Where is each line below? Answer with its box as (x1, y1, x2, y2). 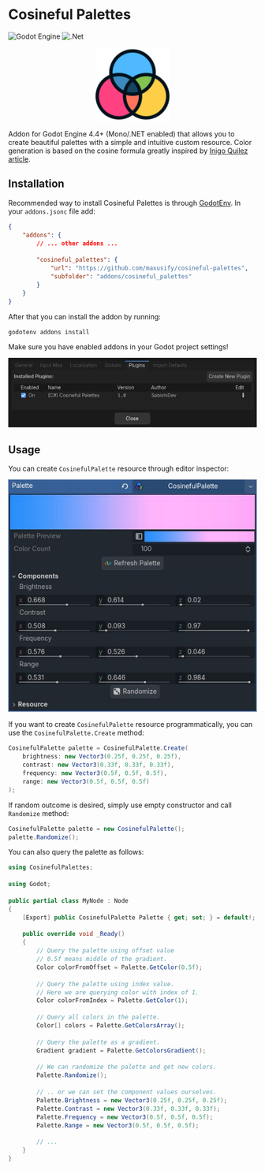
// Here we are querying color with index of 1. (36, 988, 200, 997)
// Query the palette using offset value (36, 947, 175, 955)
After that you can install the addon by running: (8, 311, 162, 321)
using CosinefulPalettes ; (8, 863, 93, 872)
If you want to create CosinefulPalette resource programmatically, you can (8, 720, 253, 729)
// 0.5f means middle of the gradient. (36, 956, 168, 963)
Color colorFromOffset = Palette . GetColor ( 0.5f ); (36, 963, 203, 971)
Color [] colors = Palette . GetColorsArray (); (36, 1022, 185, 1030)
